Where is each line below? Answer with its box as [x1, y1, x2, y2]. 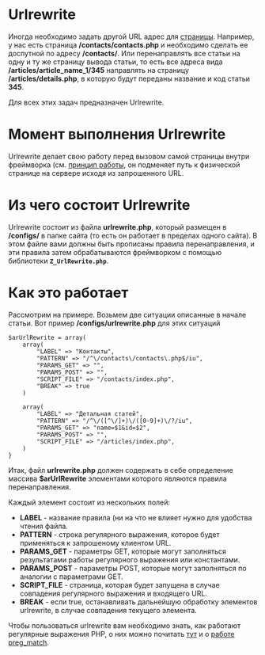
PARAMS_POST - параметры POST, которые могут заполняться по [19, 563, 247, 573]
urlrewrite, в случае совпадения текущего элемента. [19, 605, 198, 615]
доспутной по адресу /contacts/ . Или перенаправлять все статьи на [8, 48, 240, 58]
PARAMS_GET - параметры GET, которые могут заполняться [19, 546, 227, 556]
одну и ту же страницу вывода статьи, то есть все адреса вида [8, 57, 223, 67]
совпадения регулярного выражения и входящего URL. [19, 588, 208, 598]
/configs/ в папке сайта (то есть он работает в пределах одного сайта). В [8, 230, 258, 240]
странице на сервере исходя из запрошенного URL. [8, 168, 184, 177]
